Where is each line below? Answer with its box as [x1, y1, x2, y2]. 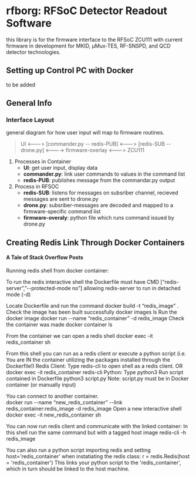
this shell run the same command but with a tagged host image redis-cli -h [6, 429, 187, 436]
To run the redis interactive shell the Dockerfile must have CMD [6, 278, 160, 285]
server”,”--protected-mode [6, 285, 72, 292]
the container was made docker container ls [6, 321, 113, 328]
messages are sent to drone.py [23, 196, 99, 203]
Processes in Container [14, 158, 72, 165]
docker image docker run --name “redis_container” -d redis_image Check [6, 315, 185, 322]
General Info [6, 98, 52, 108]
